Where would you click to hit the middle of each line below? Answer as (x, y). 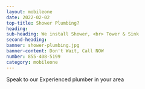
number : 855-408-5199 (34, 57)
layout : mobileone (29, 12)
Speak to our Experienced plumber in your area (65, 79)
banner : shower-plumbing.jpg (43, 46)
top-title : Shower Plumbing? (43, 23)
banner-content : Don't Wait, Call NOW (55, 51)
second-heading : (27, 40)
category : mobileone (32, 62)
